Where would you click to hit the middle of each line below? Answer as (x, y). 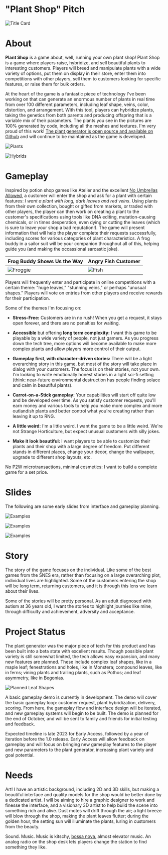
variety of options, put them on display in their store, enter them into (76, 73)
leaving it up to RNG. (34, 416)
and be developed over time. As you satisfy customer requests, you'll (84, 400)
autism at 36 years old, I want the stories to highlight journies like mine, (78, 606)
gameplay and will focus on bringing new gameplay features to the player (81, 744)
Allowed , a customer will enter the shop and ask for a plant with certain (78, 195)
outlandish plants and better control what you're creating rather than (83, 411)
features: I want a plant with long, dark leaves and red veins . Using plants (81, 201)
